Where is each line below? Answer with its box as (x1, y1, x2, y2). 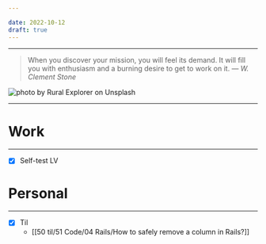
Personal (8, 184, 69, 202)
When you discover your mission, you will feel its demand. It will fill (27, 55, 246, 64)
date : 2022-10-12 (8, 18, 66, 26)
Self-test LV (19, 156, 59, 166)
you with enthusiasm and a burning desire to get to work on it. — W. (27, 63, 249, 73)
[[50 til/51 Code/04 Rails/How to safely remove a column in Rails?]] (31, 227, 250, 236)
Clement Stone (27, 72, 77, 82)
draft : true (8, 25, 47, 34)
